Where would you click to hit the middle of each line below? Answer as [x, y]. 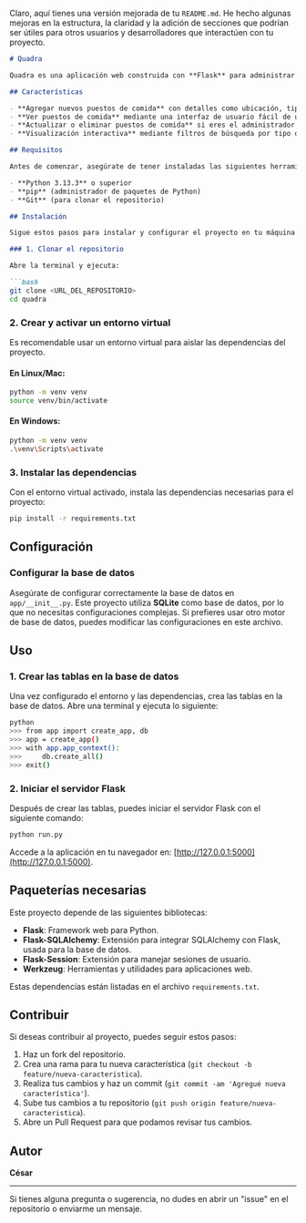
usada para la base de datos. [77, 949]
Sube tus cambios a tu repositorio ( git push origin [119, 1103]
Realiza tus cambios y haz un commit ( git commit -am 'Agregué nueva [154, 1084]
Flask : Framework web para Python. [91, 930]
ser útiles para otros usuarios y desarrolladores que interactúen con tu [142, 32]
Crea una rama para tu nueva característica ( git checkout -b [137, 1064]
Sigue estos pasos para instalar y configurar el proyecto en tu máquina [153, 233]
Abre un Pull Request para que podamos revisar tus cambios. [138, 1122]
